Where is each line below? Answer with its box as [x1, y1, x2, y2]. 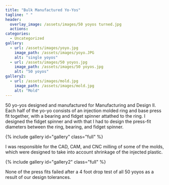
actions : [10, 27, 29, 32]
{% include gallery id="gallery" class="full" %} [5, 134, 103, 140]
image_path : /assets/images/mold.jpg [14, 83, 95, 88]
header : [5, 17, 22, 22]
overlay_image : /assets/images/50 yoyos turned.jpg [10, 21, 122, 27]
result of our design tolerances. [5, 174, 71, 180]
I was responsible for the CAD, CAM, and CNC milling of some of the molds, [5, 143, 164, 149]
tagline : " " [5, 12, 33, 17]
